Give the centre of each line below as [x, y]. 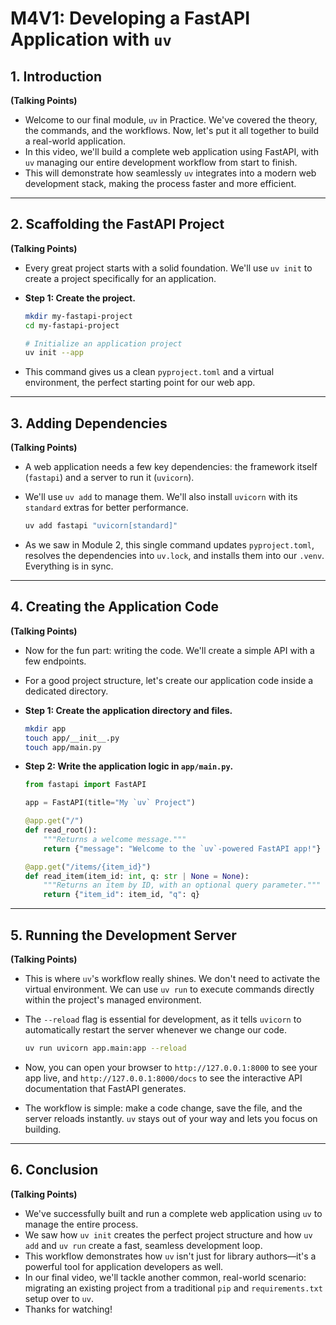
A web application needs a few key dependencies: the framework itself [171, 467]
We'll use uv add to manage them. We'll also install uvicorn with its [161, 497]
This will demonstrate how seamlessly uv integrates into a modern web [170, 173]
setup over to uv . [59, 1298]
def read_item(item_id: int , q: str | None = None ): [137, 876]
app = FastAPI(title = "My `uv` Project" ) [110, 803]
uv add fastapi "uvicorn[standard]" [101, 526]
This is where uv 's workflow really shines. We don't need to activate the [172, 978]
